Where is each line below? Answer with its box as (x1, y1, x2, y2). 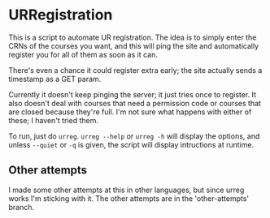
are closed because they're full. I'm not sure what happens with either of (8, 107, 252, 117)
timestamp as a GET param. (8, 74, 102, 83)
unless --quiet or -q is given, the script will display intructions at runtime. (8, 139, 255, 149)
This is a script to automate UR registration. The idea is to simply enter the (8, 32, 257, 42)
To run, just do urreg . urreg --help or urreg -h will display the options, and (8, 131, 260, 141)
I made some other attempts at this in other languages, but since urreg (8, 185, 245, 194)
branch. (8, 202, 35, 212)
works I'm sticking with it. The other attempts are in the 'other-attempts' (8, 193, 250, 203)
